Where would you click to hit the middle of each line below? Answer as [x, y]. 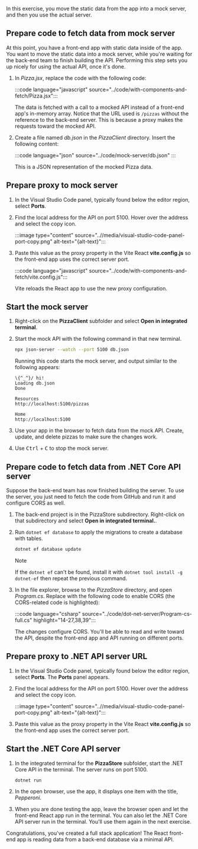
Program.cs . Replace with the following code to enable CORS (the [95, 596]
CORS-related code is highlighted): [57, 602]
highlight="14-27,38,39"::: [65, 620]
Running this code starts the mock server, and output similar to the [96, 361]
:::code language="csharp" [48, 614]
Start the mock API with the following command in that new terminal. [98, 339]
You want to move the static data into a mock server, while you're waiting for [99, 54]
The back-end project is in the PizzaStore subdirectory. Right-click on [100, 515]
